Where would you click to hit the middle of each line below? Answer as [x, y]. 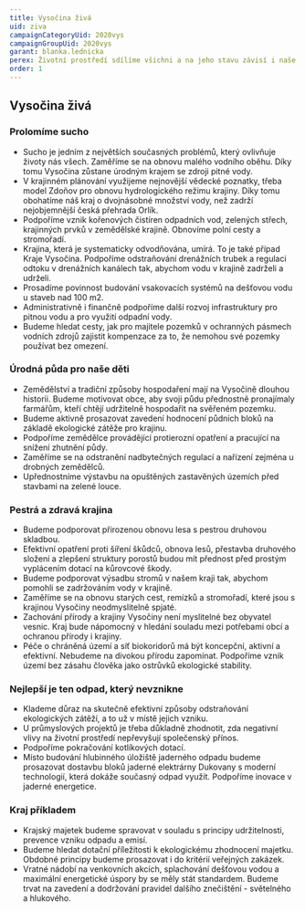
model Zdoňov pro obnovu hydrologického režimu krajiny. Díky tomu [151, 190]
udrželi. [37, 277]
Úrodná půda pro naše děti [69, 369]
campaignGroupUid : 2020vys [61, 43]
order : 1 [26, 69]
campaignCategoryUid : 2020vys [67, 35]
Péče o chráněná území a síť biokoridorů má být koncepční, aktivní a [152, 646]
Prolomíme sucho [49, 131]
